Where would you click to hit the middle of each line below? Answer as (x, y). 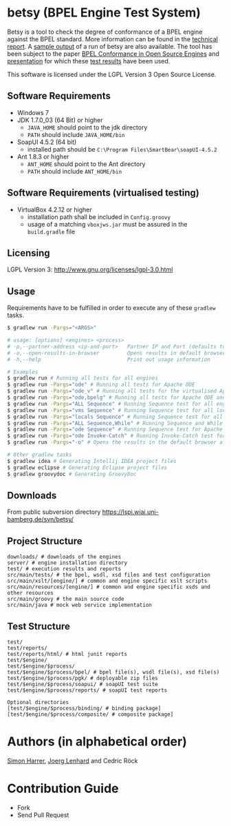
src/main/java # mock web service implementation (80, 605)
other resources (30, 593)
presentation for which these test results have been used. (89, 61)
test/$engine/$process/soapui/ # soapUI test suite (82, 684)
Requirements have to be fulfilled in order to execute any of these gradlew (111, 308)
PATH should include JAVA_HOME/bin (76, 134)
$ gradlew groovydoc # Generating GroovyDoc (72, 474)
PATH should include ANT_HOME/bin (75, 171)
